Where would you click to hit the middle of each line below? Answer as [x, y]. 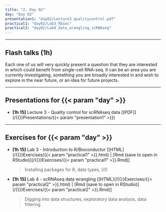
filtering [33, 204]
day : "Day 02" [20, 14]
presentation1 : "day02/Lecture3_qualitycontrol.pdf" [61, 19]
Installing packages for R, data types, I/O [66, 169]
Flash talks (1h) [29, 53]
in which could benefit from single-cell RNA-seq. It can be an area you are [81, 70]
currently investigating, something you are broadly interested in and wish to [82, 75]
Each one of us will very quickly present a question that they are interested [81, 64]
